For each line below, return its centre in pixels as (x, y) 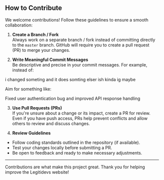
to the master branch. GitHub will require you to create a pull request (81, 45)
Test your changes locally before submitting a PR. (62, 147)
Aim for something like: (28, 89)
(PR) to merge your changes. (41, 50)
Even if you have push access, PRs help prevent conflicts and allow (80, 118)
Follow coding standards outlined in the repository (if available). (76, 142)
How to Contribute (34, 8)
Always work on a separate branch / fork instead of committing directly (83, 40)
